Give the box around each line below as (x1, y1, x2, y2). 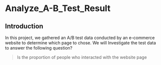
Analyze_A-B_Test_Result (5, 3, 111, 14)
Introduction (5, 22, 44, 30)
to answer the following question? (5, 45, 73, 51)
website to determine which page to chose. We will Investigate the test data (5, 40, 156, 46)
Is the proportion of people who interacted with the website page (16, 54, 147, 60)
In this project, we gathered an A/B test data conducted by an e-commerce (5, 35, 155, 40)
